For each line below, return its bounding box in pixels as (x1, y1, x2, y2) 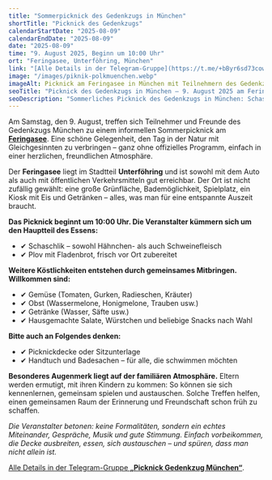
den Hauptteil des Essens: (8, 226, 99, 236)
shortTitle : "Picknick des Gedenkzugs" (8, 19, 143, 28)
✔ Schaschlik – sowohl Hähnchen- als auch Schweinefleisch (19, 241, 223, 251)
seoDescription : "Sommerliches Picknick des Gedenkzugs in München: (8, 95, 244, 103)
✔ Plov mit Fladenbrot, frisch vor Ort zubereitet (19, 250, 177, 260)
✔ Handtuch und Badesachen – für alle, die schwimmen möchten (19, 355, 238, 365)
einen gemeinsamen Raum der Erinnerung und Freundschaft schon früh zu (8, 397, 257, 407)
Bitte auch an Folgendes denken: (8, 331, 121, 341)
